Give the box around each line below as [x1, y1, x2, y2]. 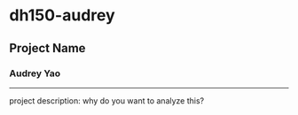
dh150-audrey [9, 5, 115, 26]
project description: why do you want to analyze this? [9, 95, 205, 106]
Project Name [9, 41, 86, 56]
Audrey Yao [9, 67, 60, 80]
